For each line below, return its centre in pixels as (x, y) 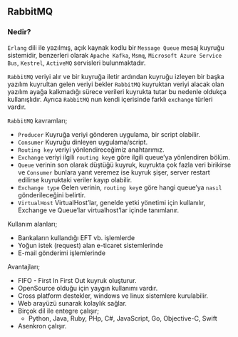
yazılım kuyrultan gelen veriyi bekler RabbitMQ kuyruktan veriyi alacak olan (116, 84)
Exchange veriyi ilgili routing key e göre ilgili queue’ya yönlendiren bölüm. (124, 157)
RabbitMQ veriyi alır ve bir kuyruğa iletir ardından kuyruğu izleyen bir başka (116, 76)
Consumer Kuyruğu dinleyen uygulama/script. (83, 142)
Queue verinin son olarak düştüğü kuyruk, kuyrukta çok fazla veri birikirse (124, 165)
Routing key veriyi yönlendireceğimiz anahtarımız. (91, 150)
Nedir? (19, 32)
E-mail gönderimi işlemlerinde (61, 253)
